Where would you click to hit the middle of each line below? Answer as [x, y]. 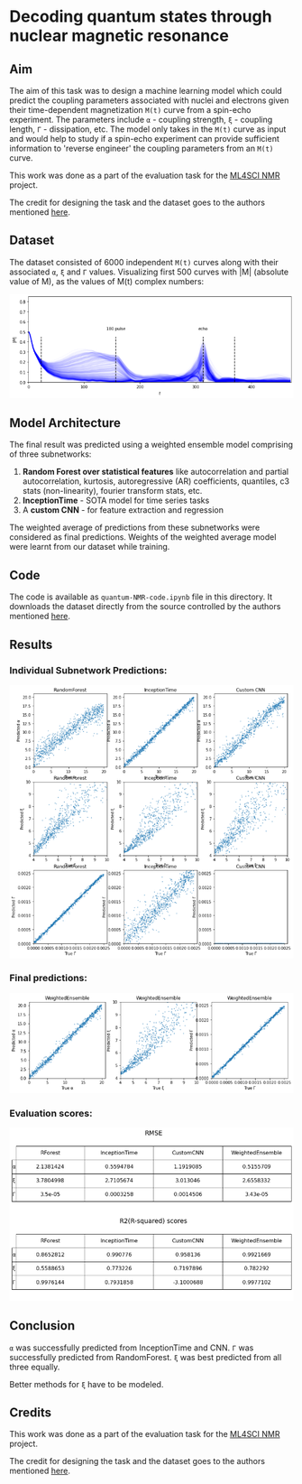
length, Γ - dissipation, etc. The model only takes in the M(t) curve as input [148, 129]
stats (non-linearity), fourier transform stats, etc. [112, 491]
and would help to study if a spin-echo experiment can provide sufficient [144, 139]
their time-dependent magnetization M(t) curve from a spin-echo [130, 110]
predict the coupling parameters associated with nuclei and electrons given [149, 100]
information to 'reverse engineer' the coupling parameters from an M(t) [142, 148]
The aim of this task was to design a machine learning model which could [146, 91]
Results [31, 644]
